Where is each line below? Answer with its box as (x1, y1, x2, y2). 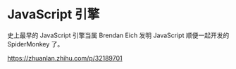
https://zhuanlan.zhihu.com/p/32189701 (7, 54, 123, 62)
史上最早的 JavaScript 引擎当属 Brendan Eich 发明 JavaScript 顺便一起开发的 (7, 31, 230, 39)
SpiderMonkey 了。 (7, 39, 64, 48)
